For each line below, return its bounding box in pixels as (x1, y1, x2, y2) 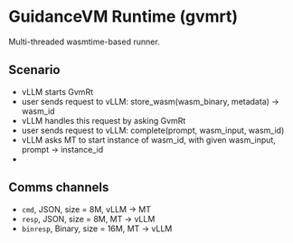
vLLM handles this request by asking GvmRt (21, 115, 186, 126)
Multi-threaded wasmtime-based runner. (8, 36, 160, 47)
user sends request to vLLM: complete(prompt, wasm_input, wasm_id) (21, 125, 285, 136)
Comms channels (8, 180, 109, 195)
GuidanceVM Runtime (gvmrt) (8, 6, 239, 27)
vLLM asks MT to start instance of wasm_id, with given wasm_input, (21, 134, 277, 145)
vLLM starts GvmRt (21, 86, 94, 97)
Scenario (8, 62, 61, 78)
